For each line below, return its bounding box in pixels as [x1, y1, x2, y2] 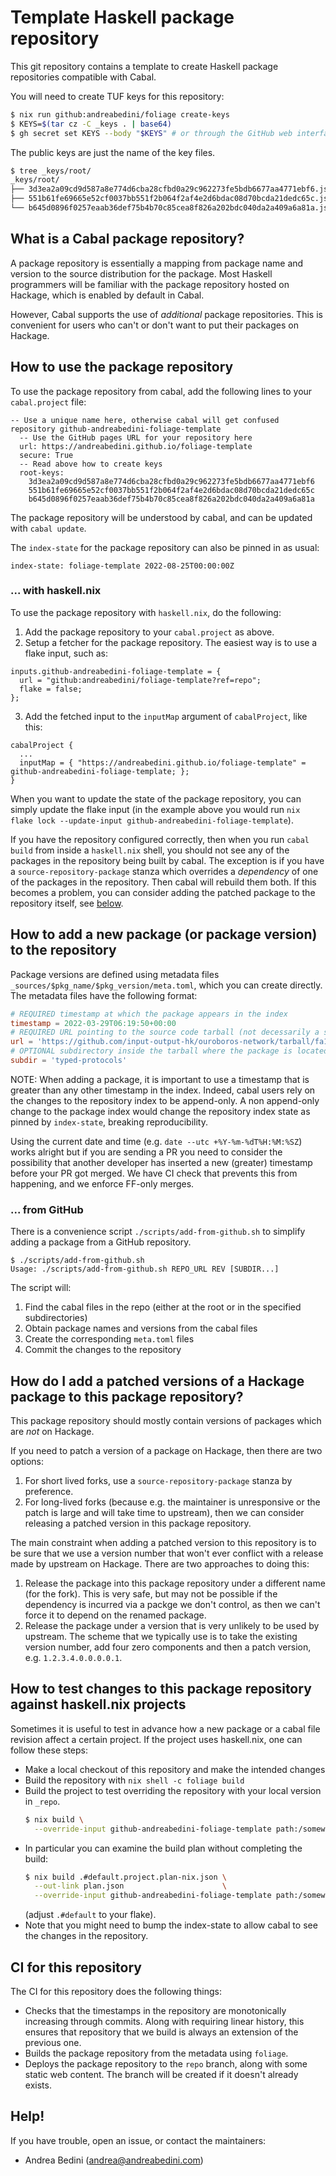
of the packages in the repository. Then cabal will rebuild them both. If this [10, 876, 317, 888]
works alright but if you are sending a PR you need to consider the [10, 1146, 283, 1158]
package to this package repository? [10, 1388, 244, 1405]
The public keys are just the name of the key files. [10, 146, 216, 158]
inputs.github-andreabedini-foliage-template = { [10, 666, 222, 676]
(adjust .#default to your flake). [24, 1909, 157, 1921]
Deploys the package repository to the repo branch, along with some [24, 2058, 308, 2070]
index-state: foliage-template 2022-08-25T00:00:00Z [10, 561, 235, 571]
